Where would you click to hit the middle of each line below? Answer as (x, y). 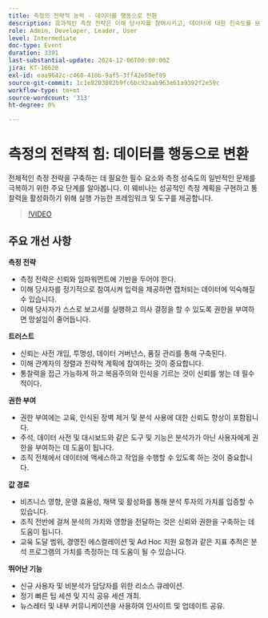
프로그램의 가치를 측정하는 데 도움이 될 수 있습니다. (107, 551)
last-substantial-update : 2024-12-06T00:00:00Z (89, 61)
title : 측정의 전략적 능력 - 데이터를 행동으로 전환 (83, 16)
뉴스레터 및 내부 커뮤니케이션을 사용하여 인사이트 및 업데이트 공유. (122, 605)
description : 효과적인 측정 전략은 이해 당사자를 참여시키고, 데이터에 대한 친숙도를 (130, 23)
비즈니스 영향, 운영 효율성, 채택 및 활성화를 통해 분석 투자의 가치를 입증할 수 (137, 501)
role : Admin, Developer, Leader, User (73, 30)
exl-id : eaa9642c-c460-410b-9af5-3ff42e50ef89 (87, 75)
